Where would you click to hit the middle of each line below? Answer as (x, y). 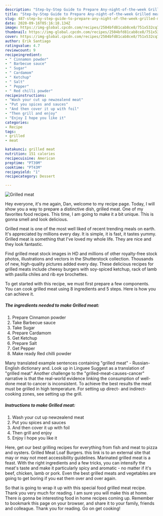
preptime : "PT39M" (24, 163)
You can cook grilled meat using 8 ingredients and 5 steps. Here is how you (81, 289)
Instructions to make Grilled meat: (40, 405)
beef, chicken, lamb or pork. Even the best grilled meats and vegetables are (81, 473)
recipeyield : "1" (23, 172)
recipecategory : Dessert (30, 176)
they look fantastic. (24, 244)
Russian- (141, 363)
